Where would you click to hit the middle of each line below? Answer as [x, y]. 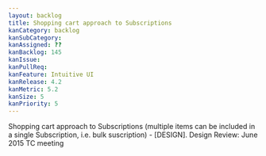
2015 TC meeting [36, 143]
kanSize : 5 [26, 97]
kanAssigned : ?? [35, 45]
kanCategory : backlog [44, 30]
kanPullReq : [28, 67]
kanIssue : [25, 60]
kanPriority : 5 [33, 104]
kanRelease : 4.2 [35, 82]
